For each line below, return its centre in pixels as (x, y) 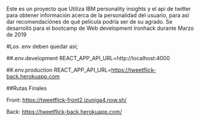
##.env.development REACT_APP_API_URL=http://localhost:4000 (88, 58)
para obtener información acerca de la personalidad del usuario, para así (98, 15)
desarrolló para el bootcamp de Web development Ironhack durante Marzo (100, 28)
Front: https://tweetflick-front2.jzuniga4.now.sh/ (66, 100)
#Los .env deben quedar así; (42, 46)
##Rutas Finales (27, 88)
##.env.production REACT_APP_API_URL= (59, 70)
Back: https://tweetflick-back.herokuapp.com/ (64, 112)
